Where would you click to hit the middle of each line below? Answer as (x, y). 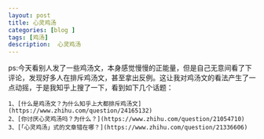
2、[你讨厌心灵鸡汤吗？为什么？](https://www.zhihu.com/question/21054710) (126, 119)
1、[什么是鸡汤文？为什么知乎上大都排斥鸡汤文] (75, 104)
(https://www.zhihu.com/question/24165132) (81, 111)
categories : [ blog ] (42, 30)
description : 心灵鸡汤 (44, 45)
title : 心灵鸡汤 (32, 23)
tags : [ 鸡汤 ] (28, 37)
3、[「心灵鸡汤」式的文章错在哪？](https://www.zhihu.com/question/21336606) (128, 128)
